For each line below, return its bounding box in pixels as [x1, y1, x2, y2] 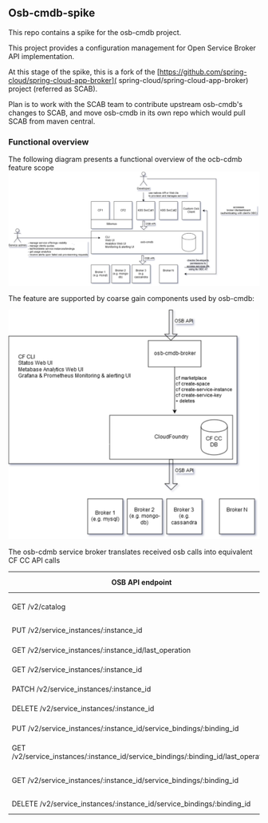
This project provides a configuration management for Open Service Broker [8, 43, 257, 53]
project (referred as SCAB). [8, 84, 98, 93]
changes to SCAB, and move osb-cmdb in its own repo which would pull [8, 108, 246, 117]
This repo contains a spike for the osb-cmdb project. [8, 27, 182, 37]
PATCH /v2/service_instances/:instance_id [11, 684, 152, 694]
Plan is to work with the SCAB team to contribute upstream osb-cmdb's [8, 99, 243, 109]
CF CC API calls [8, 555, 61, 565]
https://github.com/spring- [159, 67, 247, 77]
